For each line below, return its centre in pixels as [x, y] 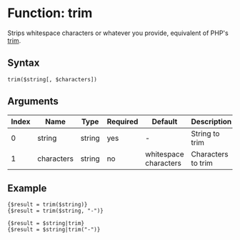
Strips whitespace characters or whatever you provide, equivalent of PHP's [118, 33]
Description [211, 121]
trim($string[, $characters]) [52, 79]
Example [27, 188]
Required [122, 121]
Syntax [24, 63]
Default [165, 121]
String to [205, 134]
